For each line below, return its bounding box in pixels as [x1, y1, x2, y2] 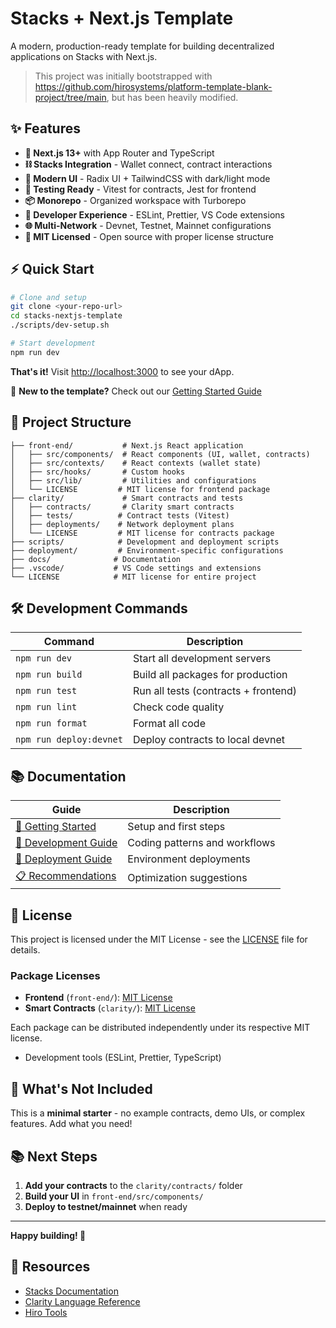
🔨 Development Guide [15, 836, 118, 850]
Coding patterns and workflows [127, 836, 276, 850]
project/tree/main [34, 91, 107, 103]
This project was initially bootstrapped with [34, 70, 213, 82]
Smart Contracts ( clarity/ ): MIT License [24, 1002, 196, 1014]
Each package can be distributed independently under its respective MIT [10, 1022, 311, 1034]
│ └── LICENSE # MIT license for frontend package [10, 484, 271, 494]
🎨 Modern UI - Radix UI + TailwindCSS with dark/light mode [24, 172, 271, 184]
